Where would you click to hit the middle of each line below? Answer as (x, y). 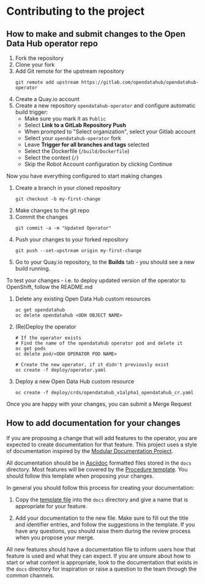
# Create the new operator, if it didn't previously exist (92, 365)
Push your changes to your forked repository (72, 239)
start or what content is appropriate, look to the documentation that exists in (102, 562)
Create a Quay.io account (47, 99)
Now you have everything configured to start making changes (84, 176)
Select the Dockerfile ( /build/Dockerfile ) (77, 151)
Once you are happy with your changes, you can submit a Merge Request (99, 404)
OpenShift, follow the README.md (50, 287)
